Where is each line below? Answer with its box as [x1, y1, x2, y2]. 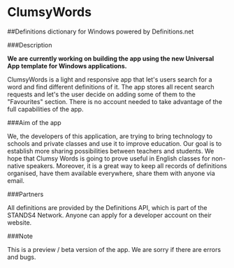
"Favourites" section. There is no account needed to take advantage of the [7, 97, 222, 105]
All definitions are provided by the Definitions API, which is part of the [7, 203, 207, 211]
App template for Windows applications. [7, 61, 127, 70]
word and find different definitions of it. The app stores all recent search [7, 82, 214, 91]
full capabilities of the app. [7, 105, 84, 113]
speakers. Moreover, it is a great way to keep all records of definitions [26, 161, 227, 170]
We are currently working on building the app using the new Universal [7, 54, 214, 63]
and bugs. [7, 253, 36, 261]
